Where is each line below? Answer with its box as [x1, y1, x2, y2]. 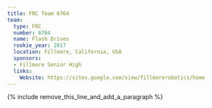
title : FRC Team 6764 [7, 10, 70, 17]
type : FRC [13, 23, 41, 30]
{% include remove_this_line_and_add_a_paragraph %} [7, 93, 164, 101]
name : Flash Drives [13, 36, 70, 43]
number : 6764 [13, 29, 51, 36]
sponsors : [13, 55, 41, 62]
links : [13, 67, 32, 74]
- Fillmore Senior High [13, 61, 81, 68]
